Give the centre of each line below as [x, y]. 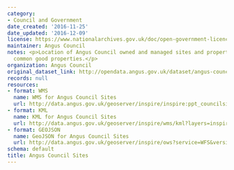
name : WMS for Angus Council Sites [65, 98]
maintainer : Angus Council [46, 46]
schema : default [31, 149]
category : [22, 14]
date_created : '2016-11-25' [48, 26]
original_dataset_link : [42, 71]
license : [20, 40]
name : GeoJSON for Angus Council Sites [71, 136]
